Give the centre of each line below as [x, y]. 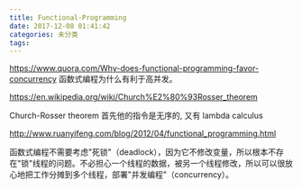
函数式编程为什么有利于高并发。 [118, 79]
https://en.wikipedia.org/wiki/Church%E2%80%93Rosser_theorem [134, 97]
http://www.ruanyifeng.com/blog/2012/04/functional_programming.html [143, 134]
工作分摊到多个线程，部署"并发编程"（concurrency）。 [133, 175]
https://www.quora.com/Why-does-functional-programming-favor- [134, 68]
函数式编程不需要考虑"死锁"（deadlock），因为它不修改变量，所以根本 [139, 152]
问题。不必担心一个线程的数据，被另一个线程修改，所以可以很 [171, 164]
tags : [19, 43]
